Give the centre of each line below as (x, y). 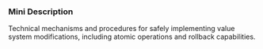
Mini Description (41, 12)
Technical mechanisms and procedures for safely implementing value (122, 29)
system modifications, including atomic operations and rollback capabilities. (132, 37)
